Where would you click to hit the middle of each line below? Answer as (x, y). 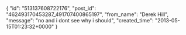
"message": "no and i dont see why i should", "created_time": (80, 20)
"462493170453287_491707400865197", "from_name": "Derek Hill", (87, 14)
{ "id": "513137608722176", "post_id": (51, 8)
